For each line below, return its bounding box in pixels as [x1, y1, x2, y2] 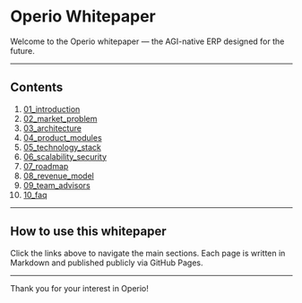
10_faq [22, 189, 47, 200]
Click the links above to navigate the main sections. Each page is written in [10, 247, 286, 258]
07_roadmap [22, 160, 69, 171]
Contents [10, 80, 64, 95]
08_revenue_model [22, 170, 95, 181]
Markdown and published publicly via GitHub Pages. [10, 257, 204, 268]
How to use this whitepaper [10, 224, 167, 239]
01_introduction [22, 103, 81, 114]
